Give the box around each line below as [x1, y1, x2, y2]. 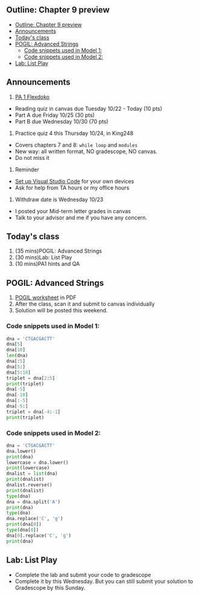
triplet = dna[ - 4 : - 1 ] [6, 409, 61, 415]
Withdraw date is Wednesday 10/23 [14, 196, 104, 203]
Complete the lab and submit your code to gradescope [14, 571, 151, 578]
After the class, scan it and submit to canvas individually [14, 300, 155, 308]
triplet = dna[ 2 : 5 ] [6, 375, 55, 381]
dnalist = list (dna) [6, 470, 58, 477]
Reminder [14, 166, 39, 173]
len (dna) [6, 352, 28, 359]
